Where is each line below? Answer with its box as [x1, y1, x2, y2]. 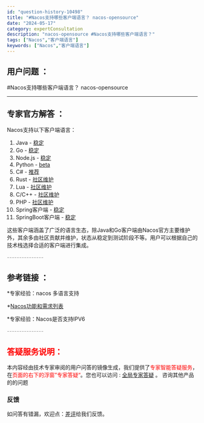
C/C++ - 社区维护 [15, 191, 60, 198]
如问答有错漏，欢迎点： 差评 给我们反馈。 [7, 410, 108, 418]
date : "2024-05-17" [7, 20, 56, 26]
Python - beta [15, 161, 50, 168]
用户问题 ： [7, 67, 49, 77]
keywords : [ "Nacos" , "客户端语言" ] [7, 43, 90, 49]
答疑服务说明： [7, 346, 63, 357]
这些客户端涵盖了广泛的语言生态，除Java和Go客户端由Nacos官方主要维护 [7, 226, 191, 234]
